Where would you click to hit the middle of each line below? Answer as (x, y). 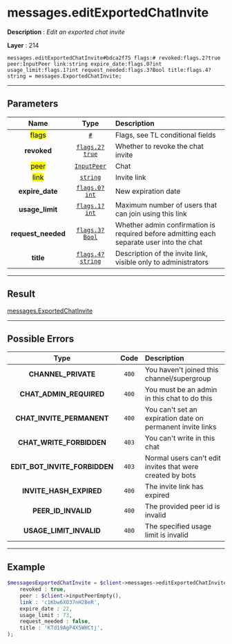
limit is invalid (166, 535)
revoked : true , (43, 589)
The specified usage (178, 526)
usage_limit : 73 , (46, 615)
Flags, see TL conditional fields (165, 135)
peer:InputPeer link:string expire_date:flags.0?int (85, 64)
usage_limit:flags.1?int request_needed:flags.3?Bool (86, 70)
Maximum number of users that (166, 205)
